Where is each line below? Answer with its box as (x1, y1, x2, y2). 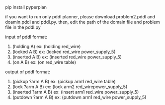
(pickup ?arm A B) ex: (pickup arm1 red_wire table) (12, 79, 116, 84)
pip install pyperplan (5, 4, 47, 10)
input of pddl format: (5, 34, 47, 40)
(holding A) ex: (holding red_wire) (12, 44, 81, 49)
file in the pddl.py (5, 24, 41, 30)
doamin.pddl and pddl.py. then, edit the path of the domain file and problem (5, 19, 160, 25)
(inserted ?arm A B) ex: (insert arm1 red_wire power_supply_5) (12, 89, 139, 95)
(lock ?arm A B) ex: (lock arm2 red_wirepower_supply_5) (12, 84, 128, 90)
